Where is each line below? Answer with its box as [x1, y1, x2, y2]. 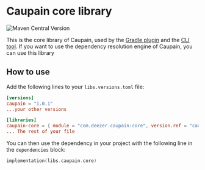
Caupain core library [6, 4, 112, 18]
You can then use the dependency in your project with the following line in [6, 140, 193, 147]
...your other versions [6, 106, 67, 112]
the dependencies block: [6, 146, 66, 153]
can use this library [6, 49, 55, 56]
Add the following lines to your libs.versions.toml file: [6, 83, 145, 90]
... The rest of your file [6, 129, 75, 135]
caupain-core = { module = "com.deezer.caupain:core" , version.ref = [6, 123, 187, 129]
